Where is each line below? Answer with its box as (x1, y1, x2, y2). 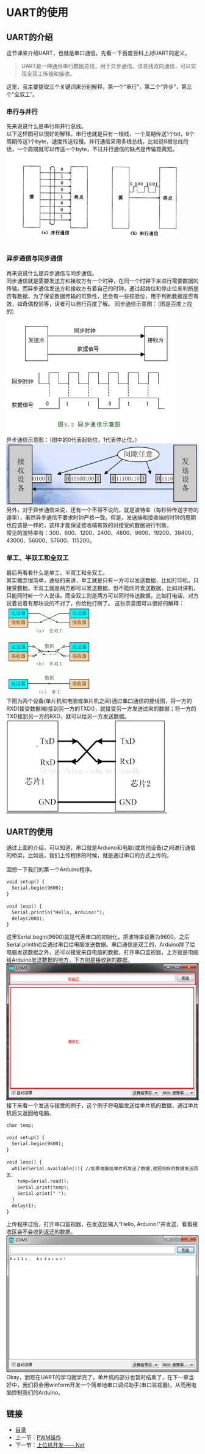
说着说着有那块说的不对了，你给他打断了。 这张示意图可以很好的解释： (6, 599, 184, 607)
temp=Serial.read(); (17, 1178, 70, 1184)
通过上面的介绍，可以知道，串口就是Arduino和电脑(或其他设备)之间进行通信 (6, 844, 196, 852)
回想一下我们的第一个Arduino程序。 (6, 866, 96, 873)
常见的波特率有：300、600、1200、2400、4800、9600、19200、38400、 (6, 529, 197, 537)
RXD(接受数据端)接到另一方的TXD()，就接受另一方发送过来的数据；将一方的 (6, 705, 196, 712)
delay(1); (12, 1203, 37, 1209)
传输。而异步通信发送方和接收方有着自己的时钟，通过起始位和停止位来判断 (6, 284, 193, 292)
